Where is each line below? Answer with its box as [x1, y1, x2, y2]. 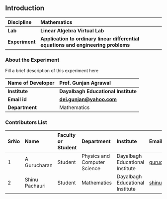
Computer [81, 159, 105, 166]
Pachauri [24, 183, 46, 190]
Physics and [81, 153, 110, 160]
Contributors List [5, 119, 47, 126]
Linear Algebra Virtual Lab [40, 27, 104, 34]
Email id [7, 96, 27, 103]
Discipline [7, 18, 32, 25]
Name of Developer [7, 80, 55, 87]
